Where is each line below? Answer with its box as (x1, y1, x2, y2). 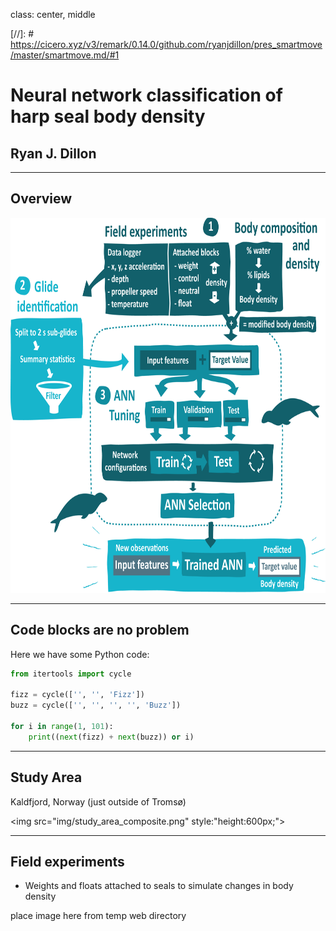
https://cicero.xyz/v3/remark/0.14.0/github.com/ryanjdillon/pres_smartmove (10, 39, 323, 50)
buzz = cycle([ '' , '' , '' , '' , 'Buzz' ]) (10, 700, 182, 711)
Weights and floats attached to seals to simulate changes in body (24, 880, 294, 892)
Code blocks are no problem (10, 622, 190, 639)
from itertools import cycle (10, 669, 132, 679)
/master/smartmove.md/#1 (10, 49, 120, 61)
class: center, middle (10, 9, 96, 20)
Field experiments (10, 853, 125, 870)
